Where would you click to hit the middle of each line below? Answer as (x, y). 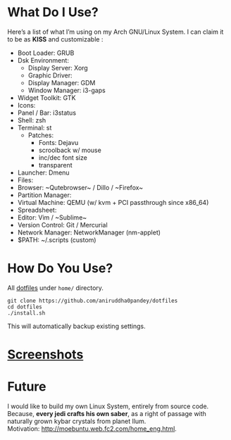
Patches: (41, 135)
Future (27, 387)
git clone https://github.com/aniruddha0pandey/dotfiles (93, 301)
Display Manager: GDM (62, 82)
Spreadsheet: (37, 210)
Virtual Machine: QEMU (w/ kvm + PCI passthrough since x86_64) (113, 202)
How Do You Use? (60, 269)
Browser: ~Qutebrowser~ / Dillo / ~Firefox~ (80, 187)
